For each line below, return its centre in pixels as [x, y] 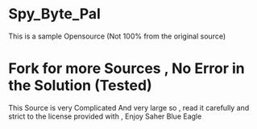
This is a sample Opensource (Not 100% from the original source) [117, 36]
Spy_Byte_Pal [54, 14]
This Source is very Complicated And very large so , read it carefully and [129, 107]
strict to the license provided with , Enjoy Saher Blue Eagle [105, 116]
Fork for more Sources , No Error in [126, 69]
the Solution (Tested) [80, 86]
